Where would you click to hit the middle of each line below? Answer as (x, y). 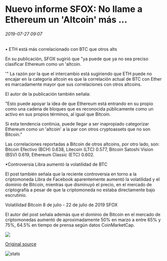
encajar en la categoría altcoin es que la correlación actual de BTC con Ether (83, 79)
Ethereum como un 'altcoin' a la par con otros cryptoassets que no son (78, 129)
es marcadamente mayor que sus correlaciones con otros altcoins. (73, 84)
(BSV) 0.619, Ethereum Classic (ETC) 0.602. (50, 155)
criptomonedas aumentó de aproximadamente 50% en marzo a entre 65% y (83, 220)
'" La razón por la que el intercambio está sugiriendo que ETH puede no (79, 74)
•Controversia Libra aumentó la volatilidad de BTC (56, 164)
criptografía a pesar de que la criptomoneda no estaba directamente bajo (80, 190)
